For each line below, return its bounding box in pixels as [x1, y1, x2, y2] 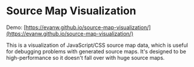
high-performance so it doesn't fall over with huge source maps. [6, 54, 165, 61]
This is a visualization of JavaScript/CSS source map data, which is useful [6, 42, 188, 49]
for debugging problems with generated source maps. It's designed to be [6, 47, 186, 55]
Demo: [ [6, 24, 26, 31]
